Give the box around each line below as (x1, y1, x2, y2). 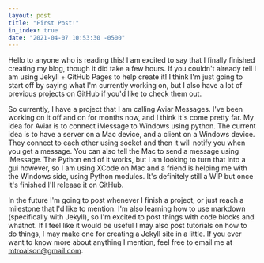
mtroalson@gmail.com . (8, 246, 84, 256)
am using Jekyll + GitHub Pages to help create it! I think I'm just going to (8, 72, 243, 82)
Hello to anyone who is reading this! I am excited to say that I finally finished (8, 55, 255, 65)
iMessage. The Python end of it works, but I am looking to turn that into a (8, 155, 246, 165)
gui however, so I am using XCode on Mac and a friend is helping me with (8, 163, 247, 173)
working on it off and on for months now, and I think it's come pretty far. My (8, 112, 255, 123)
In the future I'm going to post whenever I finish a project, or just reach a (8, 196, 244, 205)
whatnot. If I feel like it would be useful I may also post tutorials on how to (8, 221, 247, 231)
